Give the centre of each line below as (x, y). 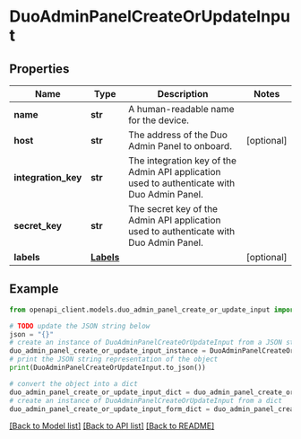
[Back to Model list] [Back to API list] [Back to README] (112, 426)
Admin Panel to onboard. (181, 146)
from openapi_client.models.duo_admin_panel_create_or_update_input (140, 310)
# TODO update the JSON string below (80, 326)
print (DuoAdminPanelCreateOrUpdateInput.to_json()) (107, 368)
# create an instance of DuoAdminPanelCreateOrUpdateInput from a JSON (146, 343)
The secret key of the (173, 209)
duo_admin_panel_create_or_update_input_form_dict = (110, 409)
